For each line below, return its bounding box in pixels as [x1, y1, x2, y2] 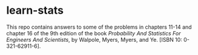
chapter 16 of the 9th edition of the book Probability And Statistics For [6, 29, 181, 36]
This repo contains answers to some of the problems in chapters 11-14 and [6, 23, 192, 30]
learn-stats [6, 4, 64, 17]
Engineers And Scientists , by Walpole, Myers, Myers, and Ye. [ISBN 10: [6, 36, 183, 43]
